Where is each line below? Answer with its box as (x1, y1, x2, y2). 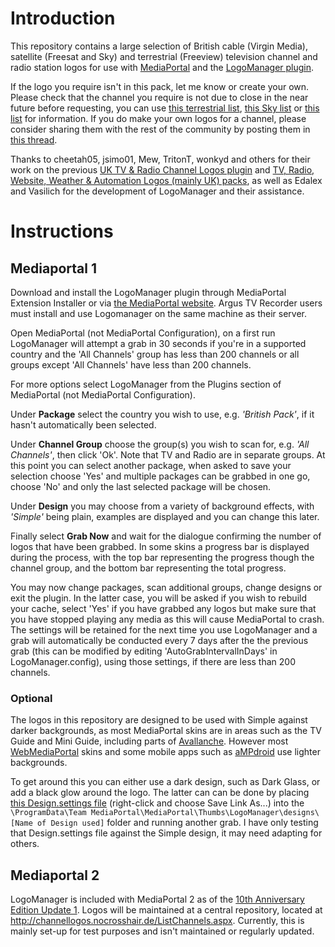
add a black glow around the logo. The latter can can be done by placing (10, 787, 310, 799)
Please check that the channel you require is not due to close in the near (10, 91, 309, 103)
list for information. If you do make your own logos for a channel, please (10, 112, 307, 124)
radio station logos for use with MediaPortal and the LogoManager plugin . (10, 61, 315, 73)
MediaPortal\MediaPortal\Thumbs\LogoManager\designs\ (90, 808, 320, 818)
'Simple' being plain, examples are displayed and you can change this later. (10, 510, 320, 522)
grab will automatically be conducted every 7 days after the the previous (10, 634, 309, 646)
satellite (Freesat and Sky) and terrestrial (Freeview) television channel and (10, 50, 318, 62)
